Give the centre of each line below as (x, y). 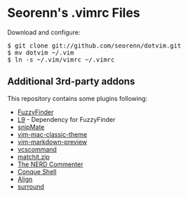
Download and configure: (44, 32)
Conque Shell (37, 171)
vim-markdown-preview (52, 142)
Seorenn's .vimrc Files (74, 13)
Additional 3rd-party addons (71, 82)
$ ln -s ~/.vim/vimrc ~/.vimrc (61, 60)
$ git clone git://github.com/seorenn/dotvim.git (94, 46)
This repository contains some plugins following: (78, 98)
